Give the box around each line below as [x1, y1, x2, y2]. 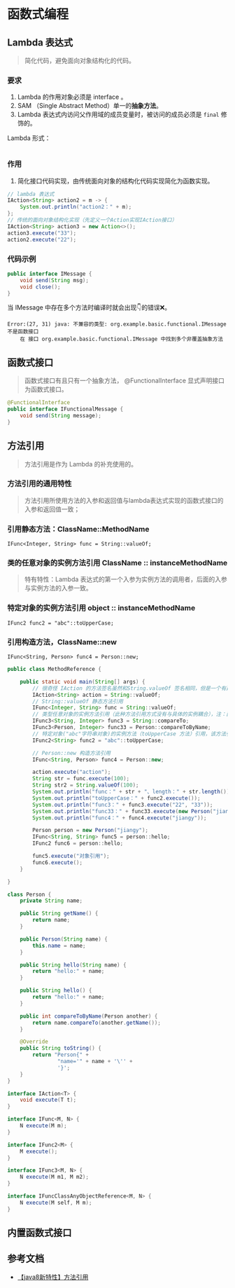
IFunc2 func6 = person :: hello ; [32, 840, 124, 847]
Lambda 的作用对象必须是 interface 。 [17, 92, 127, 102]
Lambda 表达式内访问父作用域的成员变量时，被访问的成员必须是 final [17, 110, 220, 119]
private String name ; [20, 897, 83, 904]
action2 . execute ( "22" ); [7, 236, 77, 243]
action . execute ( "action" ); [32, 768, 111, 776]
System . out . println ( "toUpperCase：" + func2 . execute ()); [32, 794, 201, 802]
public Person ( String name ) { [20, 936, 108, 943]
